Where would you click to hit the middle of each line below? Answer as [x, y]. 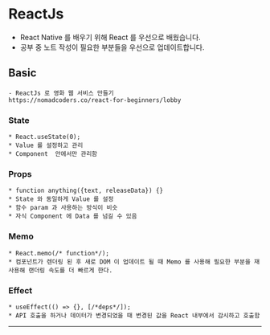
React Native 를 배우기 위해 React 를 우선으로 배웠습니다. [110, 37]
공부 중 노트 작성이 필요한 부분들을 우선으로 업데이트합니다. [112, 47]
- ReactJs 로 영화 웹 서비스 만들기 [61, 93]
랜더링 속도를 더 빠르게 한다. [70, 270]
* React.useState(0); [45, 137]
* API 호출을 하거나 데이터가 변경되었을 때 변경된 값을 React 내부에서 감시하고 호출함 [134, 315]
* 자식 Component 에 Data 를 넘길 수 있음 [73, 217]
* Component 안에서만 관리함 [53, 154]
